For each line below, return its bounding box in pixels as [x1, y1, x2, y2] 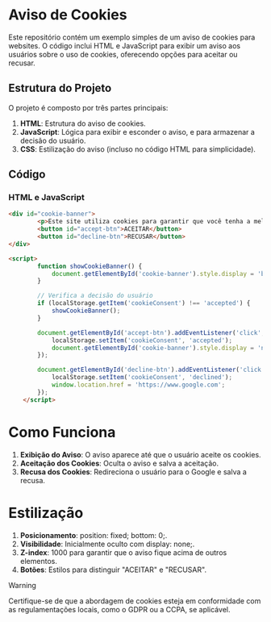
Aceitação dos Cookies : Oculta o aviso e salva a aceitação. [19, 458, 219, 468]
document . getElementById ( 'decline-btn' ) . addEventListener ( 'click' [37, 365, 265, 374]
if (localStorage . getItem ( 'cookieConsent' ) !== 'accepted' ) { [37, 299, 251, 307]
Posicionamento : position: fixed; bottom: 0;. [19, 530, 168, 540]
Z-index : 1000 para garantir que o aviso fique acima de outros [19, 547, 227, 557]
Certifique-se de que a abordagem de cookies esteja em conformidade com [8, 595, 261, 606]
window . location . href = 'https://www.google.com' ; [51, 381, 226, 389]
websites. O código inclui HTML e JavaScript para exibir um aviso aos [8, 40, 240, 50]
